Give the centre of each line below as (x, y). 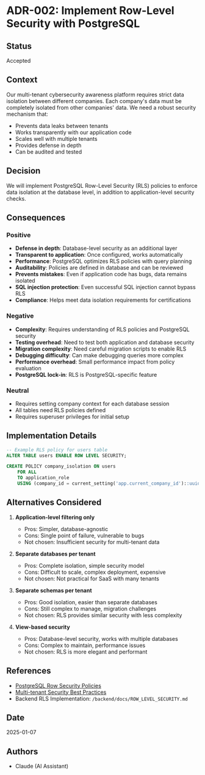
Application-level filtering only (55, 517)
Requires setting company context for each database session (92, 404)
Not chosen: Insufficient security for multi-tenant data (92, 542)
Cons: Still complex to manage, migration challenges (90, 609)
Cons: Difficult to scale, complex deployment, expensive (95, 572)
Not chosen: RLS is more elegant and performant (86, 652)
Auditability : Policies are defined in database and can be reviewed (99, 268)
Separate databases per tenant (55, 554)
